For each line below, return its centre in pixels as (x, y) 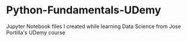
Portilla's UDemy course (36, 32)
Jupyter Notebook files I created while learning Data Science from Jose (93, 26)
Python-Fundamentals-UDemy (84, 10)
